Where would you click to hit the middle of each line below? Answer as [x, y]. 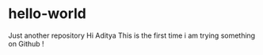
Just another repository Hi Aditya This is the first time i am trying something [132, 35]
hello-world [48, 14]
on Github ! [27, 43]
